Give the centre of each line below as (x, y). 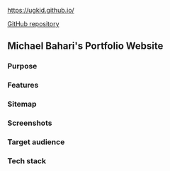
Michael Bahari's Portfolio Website (85, 46)
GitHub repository (33, 24)
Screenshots (30, 123)
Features (23, 85)
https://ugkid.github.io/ (41, 10)
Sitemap (22, 104)
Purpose (22, 66)
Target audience (36, 142)
